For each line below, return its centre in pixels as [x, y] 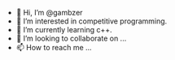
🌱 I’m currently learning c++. [64, 30]
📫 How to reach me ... [54, 47]
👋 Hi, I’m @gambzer [49, 13]
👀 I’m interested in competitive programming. [92, 21]
